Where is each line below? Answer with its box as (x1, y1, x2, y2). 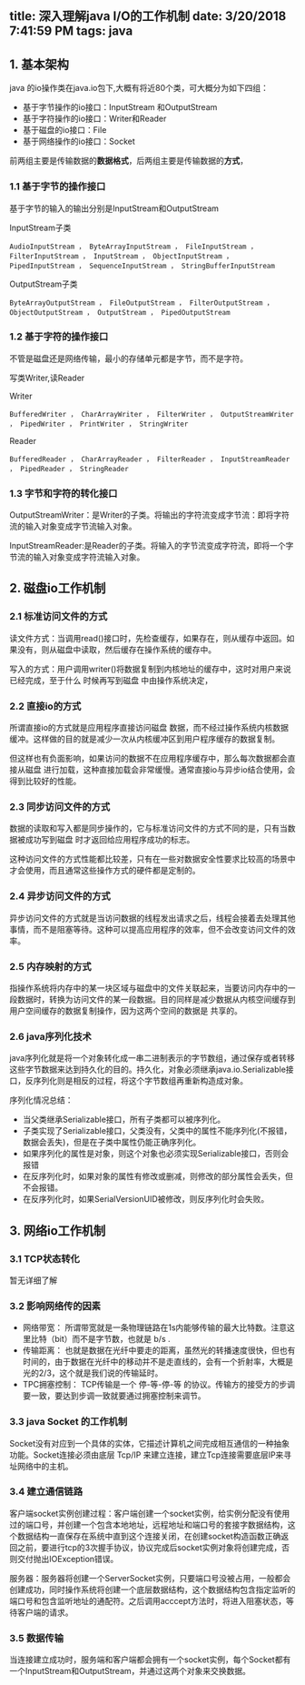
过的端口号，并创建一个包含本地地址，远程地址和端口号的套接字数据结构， (9, 1519, 288, 1530)
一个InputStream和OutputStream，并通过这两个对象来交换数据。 (9, 1666, 251, 1677)
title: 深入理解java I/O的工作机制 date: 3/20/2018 (9, 8, 287, 25)
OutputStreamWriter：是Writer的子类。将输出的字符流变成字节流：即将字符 (9, 510, 290, 520)
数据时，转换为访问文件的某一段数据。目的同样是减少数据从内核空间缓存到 (16, 994, 296, 1004)
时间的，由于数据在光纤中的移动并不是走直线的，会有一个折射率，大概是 (22, 1357, 293, 1367)
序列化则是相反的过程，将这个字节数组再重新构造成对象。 (33, 1075, 248, 1086)
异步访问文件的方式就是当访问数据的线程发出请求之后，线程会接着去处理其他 (9, 913, 296, 923)
